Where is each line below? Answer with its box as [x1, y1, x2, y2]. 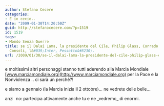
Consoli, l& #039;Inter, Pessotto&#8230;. [9, 48, 95, 53]
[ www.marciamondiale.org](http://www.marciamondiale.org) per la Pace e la [5, 72, 159, 78]
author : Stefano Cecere [5, 7, 54, 12]
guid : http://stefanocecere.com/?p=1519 [5, 26, 89, 30]
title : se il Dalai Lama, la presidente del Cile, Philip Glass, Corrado [5, 44, 159, 49]
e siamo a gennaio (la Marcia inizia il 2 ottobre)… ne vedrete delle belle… [5, 86, 151, 92]
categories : [5, 12, 29, 17]
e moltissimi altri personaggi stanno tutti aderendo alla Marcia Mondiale [5, 66, 149, 72]
